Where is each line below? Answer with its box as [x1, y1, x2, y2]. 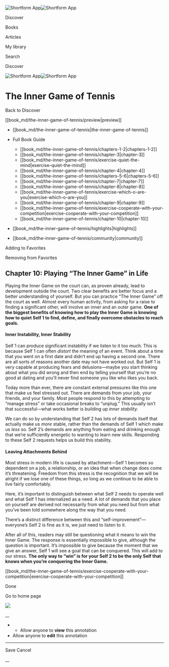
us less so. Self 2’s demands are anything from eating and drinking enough [5, 426, 160, 432]
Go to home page [5, 593, 41, 599]
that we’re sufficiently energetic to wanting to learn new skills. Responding [5, 432, 159, 438]
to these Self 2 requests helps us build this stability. [5, 437, 112, 443]
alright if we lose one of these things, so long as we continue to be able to [5, 476, 158, 482]
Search [5, 53, 20, 59]
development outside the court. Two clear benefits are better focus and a [5, 288, 157, 294]
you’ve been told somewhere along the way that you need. [5, 507, 127, 513]
